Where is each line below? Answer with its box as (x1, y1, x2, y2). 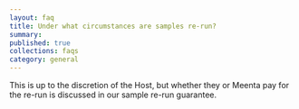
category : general (9, 55, 79, 64)
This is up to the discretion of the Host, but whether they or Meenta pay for (9, 80, 290, 90)
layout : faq (9, 13, 54, 23)
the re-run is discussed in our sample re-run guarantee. (9, 89, 217, 100)
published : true (9, 38, 71, 48)
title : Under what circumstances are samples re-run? (9, 22, 217, 31)
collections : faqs (9, 47, 79, 56)
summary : (9, 30, 43, 39)
